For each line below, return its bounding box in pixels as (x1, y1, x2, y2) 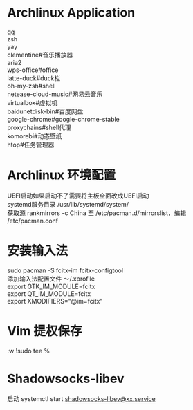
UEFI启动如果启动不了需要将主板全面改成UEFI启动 (7, 192, 149, 200)
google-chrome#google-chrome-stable (7, 115, 120, 123)
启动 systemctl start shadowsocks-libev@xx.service (7, 394, 156, 402)
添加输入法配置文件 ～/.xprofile (7, 274, 95, 283)
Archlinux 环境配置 (7, 167, 116, 183)
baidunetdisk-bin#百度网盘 (7, 107, 84, 115)
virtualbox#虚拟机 (7, 98, 58, 106)
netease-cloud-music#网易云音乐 (7, 90, 103, 98)
